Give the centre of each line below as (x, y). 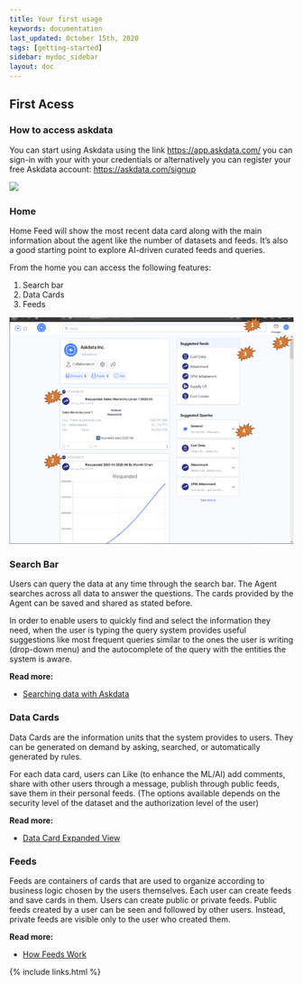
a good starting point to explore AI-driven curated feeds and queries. (138, 249)
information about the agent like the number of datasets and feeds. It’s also (149, 240)
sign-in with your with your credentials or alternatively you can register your (150, 159)
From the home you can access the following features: (110, 267)
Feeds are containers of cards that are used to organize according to (137, 881)
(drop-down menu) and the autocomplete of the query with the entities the (148, 650)
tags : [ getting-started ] (56, 48)
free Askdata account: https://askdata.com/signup (103, 169)
